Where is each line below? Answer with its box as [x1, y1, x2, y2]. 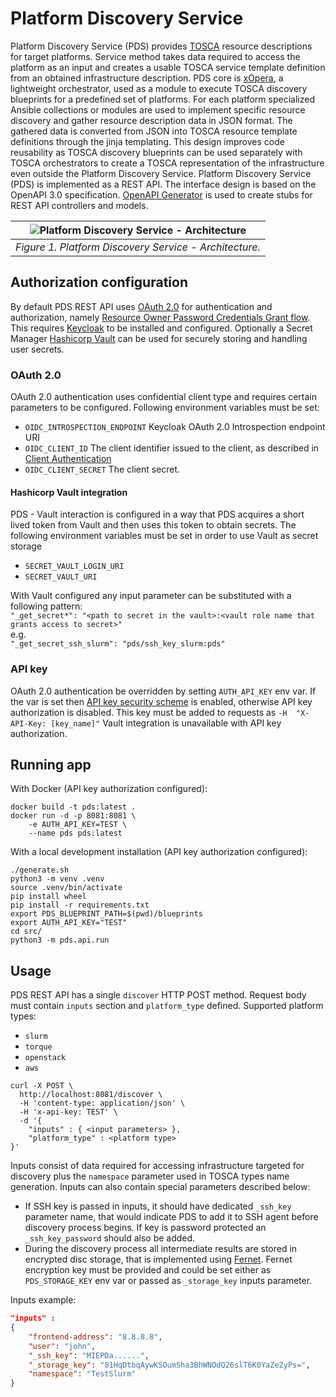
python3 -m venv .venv [10, 874, 105, 884]
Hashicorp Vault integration [10, 486, 128, 498]
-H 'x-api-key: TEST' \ [19, 1107, 118, 1117]
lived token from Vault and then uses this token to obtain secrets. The [10, 519, 297, 531]
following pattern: [10, 600, 83, 612]
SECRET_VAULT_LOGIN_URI [24, 562, 125, 572]
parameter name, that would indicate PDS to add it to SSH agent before [24, 1211, 319, 1223]
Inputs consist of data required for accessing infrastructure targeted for [10, 1160, 305, 1172]
